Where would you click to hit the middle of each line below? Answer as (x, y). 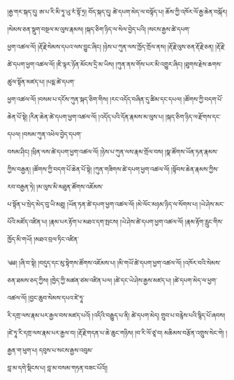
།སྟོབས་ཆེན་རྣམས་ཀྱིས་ (195, 169)
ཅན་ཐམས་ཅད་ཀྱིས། (28, 280)
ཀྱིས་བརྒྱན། (19, 169)
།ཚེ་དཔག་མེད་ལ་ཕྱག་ (195, 280)
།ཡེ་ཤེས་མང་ (212, 204)
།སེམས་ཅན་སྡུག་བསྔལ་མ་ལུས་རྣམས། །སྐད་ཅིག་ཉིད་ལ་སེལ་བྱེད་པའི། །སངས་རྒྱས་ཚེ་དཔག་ (99, 29)
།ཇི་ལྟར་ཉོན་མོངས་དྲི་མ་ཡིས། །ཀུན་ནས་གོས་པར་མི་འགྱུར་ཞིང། (119, 64)
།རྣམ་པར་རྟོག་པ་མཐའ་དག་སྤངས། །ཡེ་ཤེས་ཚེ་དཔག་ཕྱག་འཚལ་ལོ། (116, 221)
